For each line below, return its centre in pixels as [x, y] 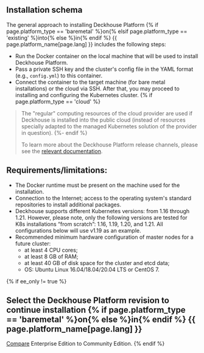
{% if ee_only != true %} [37, 281]
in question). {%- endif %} [54, 133]
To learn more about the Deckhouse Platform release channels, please [109, 144]
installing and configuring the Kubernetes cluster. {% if [84, 95]
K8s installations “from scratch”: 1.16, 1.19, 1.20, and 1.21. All [89, 224]
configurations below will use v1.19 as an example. [78, 230]
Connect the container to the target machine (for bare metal [90, 82]
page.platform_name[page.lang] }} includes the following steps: [86, 44]
